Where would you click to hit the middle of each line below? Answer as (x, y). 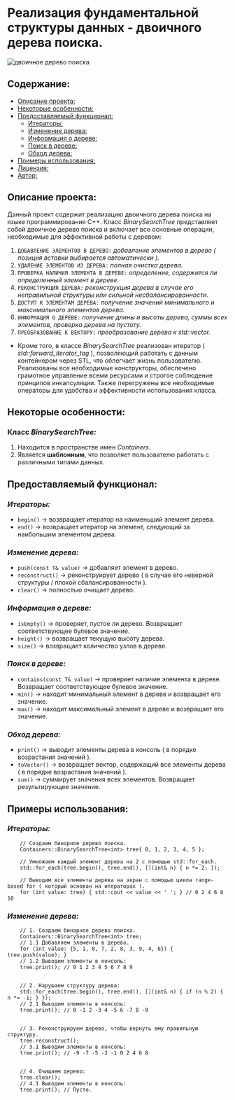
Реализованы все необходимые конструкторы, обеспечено (107, 368)
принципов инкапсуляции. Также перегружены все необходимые (116, 382)
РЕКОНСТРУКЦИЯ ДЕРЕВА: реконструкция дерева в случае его (105, 287)
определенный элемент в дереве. (68, 280)
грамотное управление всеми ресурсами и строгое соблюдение (115, 375)
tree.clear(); (40, 1078)
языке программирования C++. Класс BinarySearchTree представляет (113, 221)
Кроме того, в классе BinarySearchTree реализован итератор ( (111, 345)
